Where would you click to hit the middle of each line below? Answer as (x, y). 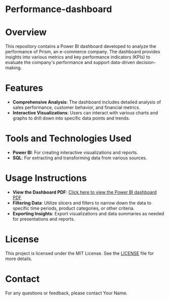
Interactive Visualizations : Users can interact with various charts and (85, 113)
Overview (26, 33)
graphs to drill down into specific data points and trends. (71, 118)
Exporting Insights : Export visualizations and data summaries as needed (88, 213)
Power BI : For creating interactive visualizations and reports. (75, 153)
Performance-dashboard (59, 9)
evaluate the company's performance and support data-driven (70, 63)
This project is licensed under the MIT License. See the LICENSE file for (80, 253)
